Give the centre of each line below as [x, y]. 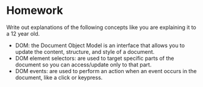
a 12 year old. [23, 33]
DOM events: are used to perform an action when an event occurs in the [106, 71]
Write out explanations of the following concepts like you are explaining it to [101, 27]
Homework [35, 11]
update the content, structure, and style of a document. [85, 51]
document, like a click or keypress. [59, 77]
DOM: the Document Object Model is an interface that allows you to [100, 45]
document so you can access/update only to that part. [83, 65]
